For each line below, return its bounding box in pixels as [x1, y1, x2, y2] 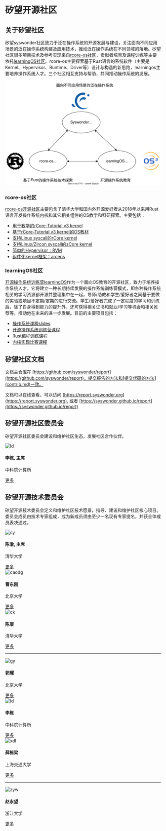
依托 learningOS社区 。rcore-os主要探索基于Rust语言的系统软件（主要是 [5, 58, 150, 64]
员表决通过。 [5, 519, 31, 525]
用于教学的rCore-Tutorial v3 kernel [12, 223, 83, 229]
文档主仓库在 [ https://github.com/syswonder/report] [5, 369, 111, 375]
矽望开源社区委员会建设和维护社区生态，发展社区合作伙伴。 [5, 433, 126, 439]
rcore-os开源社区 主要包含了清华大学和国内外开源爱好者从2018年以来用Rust [5, 206, 159, 212]
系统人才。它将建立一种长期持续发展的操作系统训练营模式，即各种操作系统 [9, 285, 161, 291]
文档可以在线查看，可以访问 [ [5, 392, 65, 398]
